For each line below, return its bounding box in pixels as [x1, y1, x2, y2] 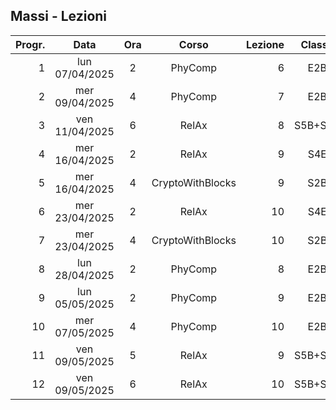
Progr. [15, 37, 46, 51]
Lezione [245, 37, 285, 51]
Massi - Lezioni [10, 8, 108, 25]
